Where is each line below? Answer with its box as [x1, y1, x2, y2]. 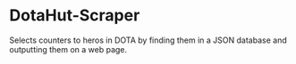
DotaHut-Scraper [9, 5, 140, 26]
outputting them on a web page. [9, 44, 128, 54]
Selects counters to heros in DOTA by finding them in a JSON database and [9, 35, 288, 45]
